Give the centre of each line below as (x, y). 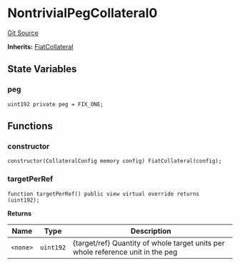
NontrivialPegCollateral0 (82, 13)
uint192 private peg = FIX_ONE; (55, 104)
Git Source (23, 33)
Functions (30, 126)
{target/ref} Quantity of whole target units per (149, 242)
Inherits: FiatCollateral (40, 46)
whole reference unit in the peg (125, 252)
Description (151, 231)
